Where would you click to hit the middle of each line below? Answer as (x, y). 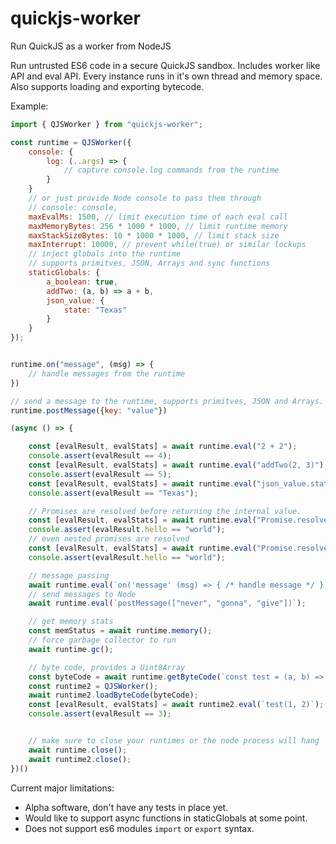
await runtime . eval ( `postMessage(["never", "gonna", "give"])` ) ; (167, 603)
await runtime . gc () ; (71, 649)
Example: (29, 106)
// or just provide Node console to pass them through (145, 198)
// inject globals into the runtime (105, 254)
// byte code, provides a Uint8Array (107, 667)
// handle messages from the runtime (107, 373)
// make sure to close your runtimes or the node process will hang (174, 741)
